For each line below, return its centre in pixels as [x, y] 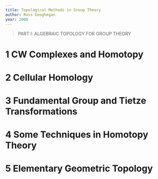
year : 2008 [17, 19]
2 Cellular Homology [49, 77]
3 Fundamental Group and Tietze [76, 101]
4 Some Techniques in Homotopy [77, 135]
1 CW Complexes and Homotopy [74, 54]
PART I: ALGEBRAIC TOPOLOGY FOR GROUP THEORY [74, 34]
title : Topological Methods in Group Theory [53, 10]
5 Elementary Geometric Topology [79, 169]
